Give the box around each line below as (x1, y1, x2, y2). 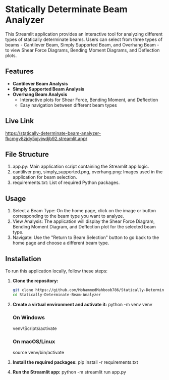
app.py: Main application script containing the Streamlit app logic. (12, 163, 149, 170)
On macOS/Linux (12, 338, 55, 345)
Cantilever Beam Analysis (12, 80, 68, 86)
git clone (12, 288, 34, 293)
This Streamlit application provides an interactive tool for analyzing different (5, 31, 163, 37)
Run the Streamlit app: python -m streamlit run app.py (12, 369, 126, 375)
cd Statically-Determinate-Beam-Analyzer (12, 292, 101, 297)
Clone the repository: (12, 278, 59, 283)
